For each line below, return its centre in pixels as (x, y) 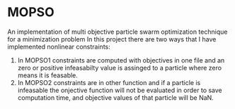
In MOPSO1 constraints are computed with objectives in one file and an (121, 60)
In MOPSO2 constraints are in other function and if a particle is (109, 82)
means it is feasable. (47, 75)
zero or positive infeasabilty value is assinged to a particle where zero (119, 68)
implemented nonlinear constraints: (59, 46)
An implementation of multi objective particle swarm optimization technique (117, 32)
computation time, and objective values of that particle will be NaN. (115, 97)
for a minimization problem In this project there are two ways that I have (112, 39)
